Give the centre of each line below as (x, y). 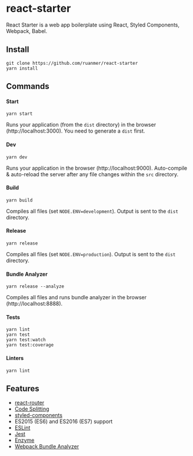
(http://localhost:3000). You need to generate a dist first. (76, 131)
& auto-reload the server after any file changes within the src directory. (92, 174)
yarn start (19, 114)
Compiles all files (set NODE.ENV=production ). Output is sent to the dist (91, 254)
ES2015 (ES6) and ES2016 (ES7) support (64, 422)
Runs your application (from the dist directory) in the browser (81, 125)
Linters (15, 358)
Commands (28, 86)
